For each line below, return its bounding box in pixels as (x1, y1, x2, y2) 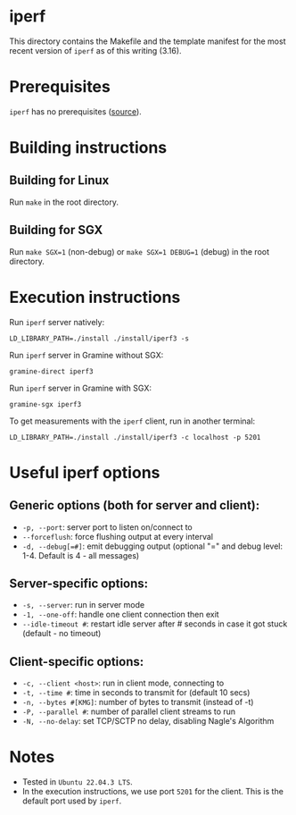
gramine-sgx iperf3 (9, 399, 82, 408)
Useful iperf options (9, 462, 160, 483)
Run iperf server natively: (9, 316, 105, 327)
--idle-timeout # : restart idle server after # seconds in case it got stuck (21, 618, 288, 629)
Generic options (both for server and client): (9, 498, 260, 513)
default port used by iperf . (21, 795, 122, 806)
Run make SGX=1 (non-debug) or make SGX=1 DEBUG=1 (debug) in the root (9, 246, 270, 256)
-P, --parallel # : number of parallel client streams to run (21, 706, 236, 717)
